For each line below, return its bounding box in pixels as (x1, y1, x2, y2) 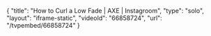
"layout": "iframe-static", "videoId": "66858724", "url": (6, 14, 163, 22)
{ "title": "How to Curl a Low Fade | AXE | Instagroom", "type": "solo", (6, 7, 205, 15)
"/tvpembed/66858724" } (6, 21, 81, 29)
